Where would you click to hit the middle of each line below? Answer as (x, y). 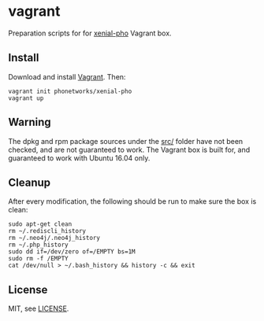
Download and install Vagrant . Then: (67, 76)
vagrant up (26, 98)
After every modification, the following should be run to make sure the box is (132, 201)
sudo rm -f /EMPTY (38, 259)
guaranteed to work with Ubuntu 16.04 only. (79, 158)
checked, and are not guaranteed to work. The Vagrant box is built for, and (129, 149)
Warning (30, 122)
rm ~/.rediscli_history (47, 231)
